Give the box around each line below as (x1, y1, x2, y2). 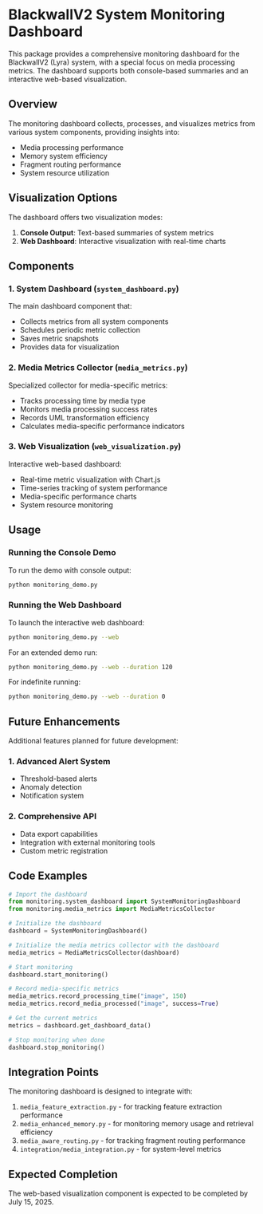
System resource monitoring (19, 500, 114, 510)
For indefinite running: (8, 677, 81, 687)
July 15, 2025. (8, 1197, 54, 1207)
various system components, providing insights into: (8, 127, 180, 136)
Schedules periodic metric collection (19, 325, 141, 335)
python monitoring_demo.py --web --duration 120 (8, 663, 173, 671)
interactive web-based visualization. (8, 74, 128, 84)
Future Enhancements (8, 715, 121, 728)
